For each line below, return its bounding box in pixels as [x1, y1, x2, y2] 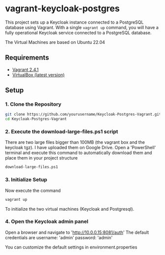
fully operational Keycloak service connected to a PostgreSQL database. [5, 30, 152, 35]
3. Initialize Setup [5, 176, 48, 183]
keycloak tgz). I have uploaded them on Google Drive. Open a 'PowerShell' [5, 145, 156, 151]
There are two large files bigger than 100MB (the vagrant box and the [5, 139, 145, 145]
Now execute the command [5, 188, 61, 193]
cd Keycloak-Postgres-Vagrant [5, 117, 67, 122]
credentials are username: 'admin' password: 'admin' [5, 234, 113, 240]
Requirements [5, 54, 49, 62]
